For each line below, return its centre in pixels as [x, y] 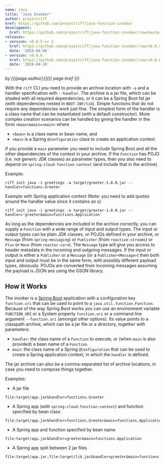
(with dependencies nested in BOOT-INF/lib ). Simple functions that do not [79, 104]
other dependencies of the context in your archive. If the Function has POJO [82, 154]
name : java [16, 10]
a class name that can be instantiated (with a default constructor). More [78, 114]
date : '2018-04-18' [29, 64]
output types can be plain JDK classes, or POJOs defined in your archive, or [82, 234]
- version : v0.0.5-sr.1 [29, 42]
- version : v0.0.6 [24, 55]
